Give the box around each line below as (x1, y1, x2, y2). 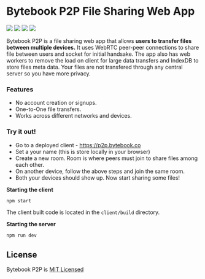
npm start (6, 197, 32, 204)
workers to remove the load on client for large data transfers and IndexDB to (6, 56, 199, 64)
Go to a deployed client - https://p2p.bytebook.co (15, 141, 141, 148)
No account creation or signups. (15, 99, 97, 107)
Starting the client (6, 186, 53, 193)
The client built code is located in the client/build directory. (6, 208, 160, 216)
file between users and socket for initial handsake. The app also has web (6, 50, 191, 58)
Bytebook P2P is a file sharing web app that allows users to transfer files (6, 37, 192, 44)
